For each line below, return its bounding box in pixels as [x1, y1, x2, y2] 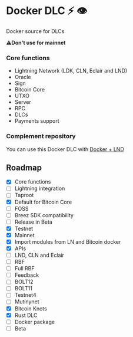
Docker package [14, 318, 55, 325]
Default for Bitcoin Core [14, 198, 72, 205]
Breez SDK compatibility [14, 211, 74, 218]
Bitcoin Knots [14, 305, 47, 312]
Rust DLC [14, 312, 38, 319]
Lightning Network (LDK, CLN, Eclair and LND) [14, 67, 128, 74]
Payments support [14, 117, 60, 125]
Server [14, 99, 31, 106]
